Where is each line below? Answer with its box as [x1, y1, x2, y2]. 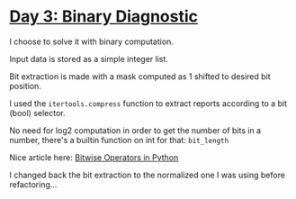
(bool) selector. [9, 107, 66, 118]
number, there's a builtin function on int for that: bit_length [9, 134, 229, 145]
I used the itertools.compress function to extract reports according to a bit [9, 97, 288, 109]
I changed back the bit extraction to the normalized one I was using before [9, 169, 286, 180]
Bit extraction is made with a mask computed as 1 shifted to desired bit [9, 70, 272, 82]
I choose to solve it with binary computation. [9, 36, 174, 47]
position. [9, 80, 42, 91]
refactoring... [9, 178, 58, 190]
